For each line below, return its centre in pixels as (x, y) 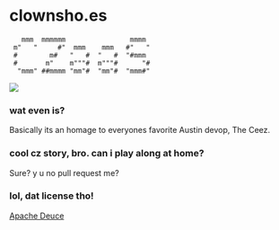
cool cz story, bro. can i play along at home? (107, 154)
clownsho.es (58, 16)
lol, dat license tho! (52, 196)
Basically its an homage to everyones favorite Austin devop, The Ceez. (140, 130)
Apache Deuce (37, 216)
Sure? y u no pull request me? (64, 172)
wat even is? (37, 111)
